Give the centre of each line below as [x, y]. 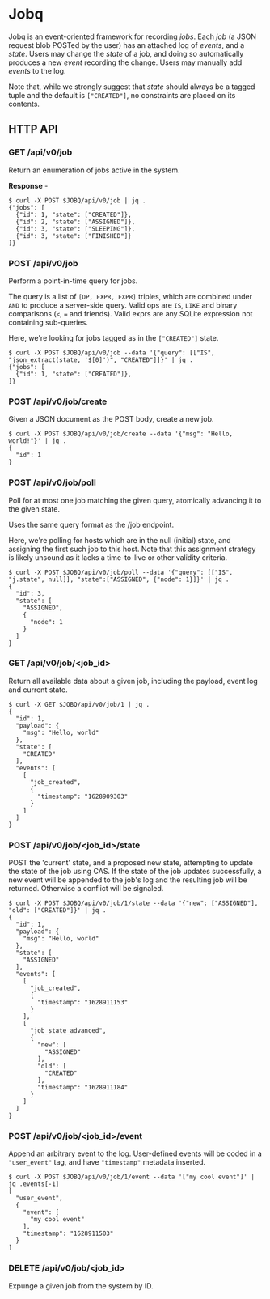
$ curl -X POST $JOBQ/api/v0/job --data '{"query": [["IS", [112, 353]
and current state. [38, 690]
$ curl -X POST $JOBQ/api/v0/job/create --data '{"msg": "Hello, [120, 434]
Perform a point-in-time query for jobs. [73, 281]
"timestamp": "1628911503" [68, 1234]
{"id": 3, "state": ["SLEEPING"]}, [76, 229]
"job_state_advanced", [68, 1031]
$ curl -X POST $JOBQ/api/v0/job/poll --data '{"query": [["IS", [120, 572]
